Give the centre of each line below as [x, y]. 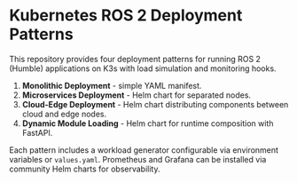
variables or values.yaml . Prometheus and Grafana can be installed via [138, 159]
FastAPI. [37, 132]
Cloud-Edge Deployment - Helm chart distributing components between [155, 104]
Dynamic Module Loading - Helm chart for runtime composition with [148, 123]
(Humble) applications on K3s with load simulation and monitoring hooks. [143, 68]
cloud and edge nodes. [64, 114]
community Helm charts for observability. [85, 169]
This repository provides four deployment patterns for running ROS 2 [135, 59]
